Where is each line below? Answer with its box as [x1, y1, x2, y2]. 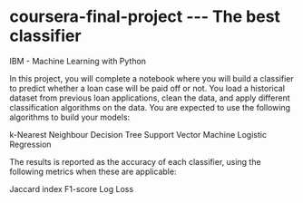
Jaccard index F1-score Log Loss [9, 183, 134, 194]
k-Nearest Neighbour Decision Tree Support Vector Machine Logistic [9, 129, 268, 140]
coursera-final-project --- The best [9, 6, 281, 27]
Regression [9, 139, 52, 150]
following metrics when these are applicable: [9, 166, 177, 177]
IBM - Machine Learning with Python [9, 55, 147, 66]
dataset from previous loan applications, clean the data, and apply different [9, 92, 290, 103]
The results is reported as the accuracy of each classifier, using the [9, 156, 261, 167]
